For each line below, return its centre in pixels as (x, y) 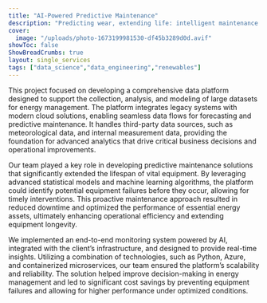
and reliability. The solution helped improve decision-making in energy (124, 273)
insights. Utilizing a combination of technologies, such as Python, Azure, (127, 257)
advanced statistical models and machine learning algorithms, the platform (131, 182)
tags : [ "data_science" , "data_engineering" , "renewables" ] (105, 68)
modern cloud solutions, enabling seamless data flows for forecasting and (130, 116)
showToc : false (33, 45)
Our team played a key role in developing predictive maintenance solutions (131, 165)
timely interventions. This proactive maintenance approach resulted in (123, 199)
